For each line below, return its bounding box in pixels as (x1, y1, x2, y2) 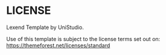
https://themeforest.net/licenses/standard (6, 42, 110, 49)
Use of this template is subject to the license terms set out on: (6, 35, 161, 42)
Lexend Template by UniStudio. (6, 24, 85, 31)
